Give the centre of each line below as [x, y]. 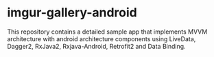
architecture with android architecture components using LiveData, [102, 38]
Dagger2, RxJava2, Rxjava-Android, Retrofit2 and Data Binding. [97, 46]
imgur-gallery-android [72, 13]
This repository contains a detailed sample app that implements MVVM [107, 32]
